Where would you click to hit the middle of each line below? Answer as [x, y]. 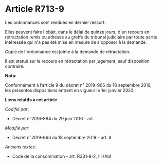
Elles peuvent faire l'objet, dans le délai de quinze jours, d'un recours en [77, 32]
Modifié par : [18, 128]
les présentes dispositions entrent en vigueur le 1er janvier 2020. [70, 90]
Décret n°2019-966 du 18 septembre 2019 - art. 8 [62, 137]
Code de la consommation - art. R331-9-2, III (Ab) [62, 156]
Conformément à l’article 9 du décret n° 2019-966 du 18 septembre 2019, [78, 85]
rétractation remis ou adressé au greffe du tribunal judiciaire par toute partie [81, 37]
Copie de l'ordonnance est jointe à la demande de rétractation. [68, 52]
